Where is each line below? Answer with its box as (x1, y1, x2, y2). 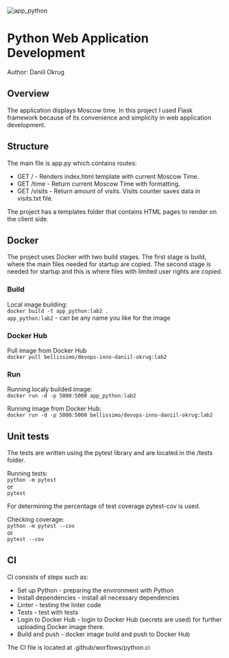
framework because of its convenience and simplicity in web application (7, 113, 211, 122)
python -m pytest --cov (7, 523, 75, 529)
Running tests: (7, 470, 48, 478)
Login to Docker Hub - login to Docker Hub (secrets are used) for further (16, 615, 222, 624)
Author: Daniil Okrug (7, 67, 65, 76)
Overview (7, 88, 50, 100)
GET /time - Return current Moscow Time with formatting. (16, 179, 180, 188)
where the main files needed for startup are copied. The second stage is (7, 260, 211, 268)
